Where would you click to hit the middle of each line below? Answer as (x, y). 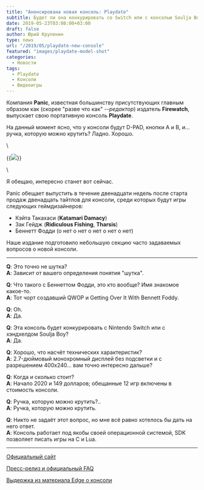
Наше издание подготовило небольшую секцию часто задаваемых (93, 243)
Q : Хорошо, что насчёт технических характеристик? (74, 352)
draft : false (23, 29)
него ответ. (21, 426)
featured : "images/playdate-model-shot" (58, 52)
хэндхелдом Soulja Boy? (37, 334)
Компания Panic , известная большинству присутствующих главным (95, 103)
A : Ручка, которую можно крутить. (52, 408)
